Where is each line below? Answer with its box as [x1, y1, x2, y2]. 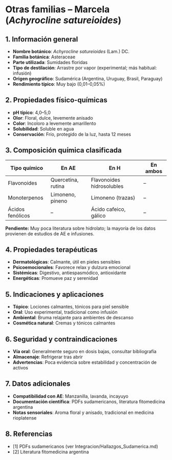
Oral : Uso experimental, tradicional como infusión [12, 309, 118, 315]
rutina [50, 183, 65, 190]
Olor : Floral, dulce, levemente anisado [12, 115, 93, 121]
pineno [50, 197, 68, 204]
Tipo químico [10, 164, 44, 171]
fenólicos [8, 212, 30, 219]
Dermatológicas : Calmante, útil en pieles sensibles [12, 259, 121, 265]
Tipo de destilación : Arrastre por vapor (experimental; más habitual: [12, 65, 157, 71]
